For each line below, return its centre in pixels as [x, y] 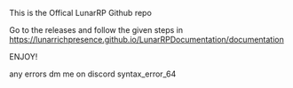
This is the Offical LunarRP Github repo [81, 13]
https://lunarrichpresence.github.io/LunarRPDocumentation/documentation [146, 40]
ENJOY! [24, 56]
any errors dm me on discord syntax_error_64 [93, 74]
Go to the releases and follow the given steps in [96, 30]
